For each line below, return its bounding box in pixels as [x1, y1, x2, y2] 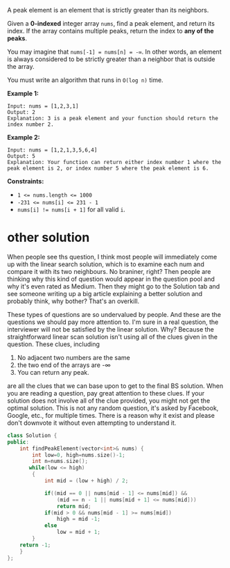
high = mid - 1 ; [56, 516, 100, 523]
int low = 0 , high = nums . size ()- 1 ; [32, 451, 126, 458]
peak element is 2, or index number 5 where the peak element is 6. [7, 165, 209, 172]
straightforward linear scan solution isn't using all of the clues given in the [7, 332, 218, 341]
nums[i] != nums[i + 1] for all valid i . [17, 205, 126, 213]
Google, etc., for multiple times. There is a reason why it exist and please [7, 411, 215, 419]
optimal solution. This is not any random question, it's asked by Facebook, [7, 403, 219, 412]
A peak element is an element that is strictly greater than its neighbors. [7, 6, 209, 14]
